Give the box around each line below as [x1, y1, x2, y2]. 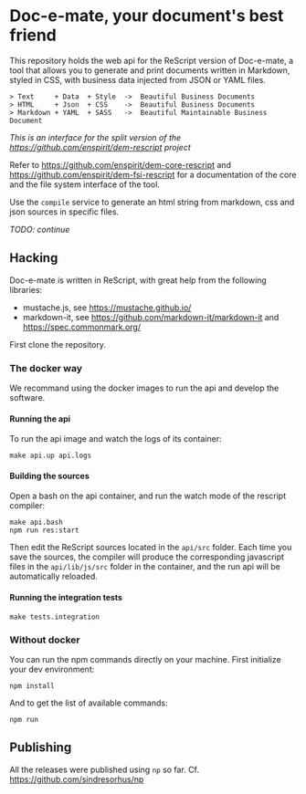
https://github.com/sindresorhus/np [9, 773, 144, 785]
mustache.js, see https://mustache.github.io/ [22, 302, 192, 313]
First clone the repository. [9, 339, 107, 350]
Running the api [9, 413, 71, 424]
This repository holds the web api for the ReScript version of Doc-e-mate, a [9, 55, 294, 66]
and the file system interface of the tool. [9, 179, 160, 190]
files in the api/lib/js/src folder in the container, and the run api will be [9, 561, 281, 572]
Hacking [9, 250, 58, 266]
